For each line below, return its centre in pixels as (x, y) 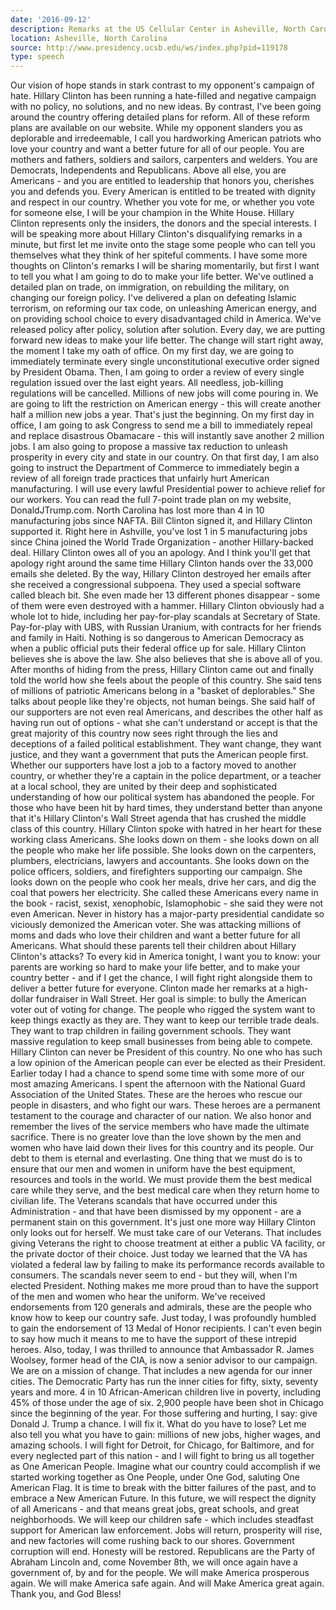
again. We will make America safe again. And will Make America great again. (167, 1583)
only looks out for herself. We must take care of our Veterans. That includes (166, 1233)
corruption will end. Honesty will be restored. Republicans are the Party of (163, 1552)
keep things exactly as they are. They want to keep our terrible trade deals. (165, 1020)
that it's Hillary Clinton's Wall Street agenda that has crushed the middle (158, 818)
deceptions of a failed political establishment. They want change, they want (166, 744)
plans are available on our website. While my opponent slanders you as (156, 128)
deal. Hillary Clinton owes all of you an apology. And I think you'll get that (160, 553)
